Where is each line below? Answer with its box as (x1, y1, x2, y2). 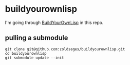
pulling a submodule (5, 34, 68, 42)
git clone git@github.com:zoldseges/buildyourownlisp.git (5, 46, 125, 52)
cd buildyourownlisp (5, 51, 47, 56)
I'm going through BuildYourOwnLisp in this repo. (5, 20, 104, 25)
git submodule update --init (5, 55, 64, 60)
